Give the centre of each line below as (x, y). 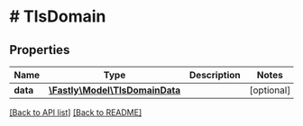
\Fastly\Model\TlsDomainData (115, 90)
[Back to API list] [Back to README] (76, 112)
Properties (40, 50)
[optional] (270, 90)
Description (215, 75)
